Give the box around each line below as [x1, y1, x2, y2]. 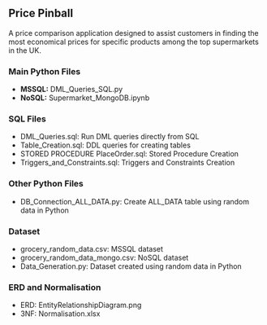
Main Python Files [8, 65, 81, 77]
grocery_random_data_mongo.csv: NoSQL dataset [19, 253, 189, 262]
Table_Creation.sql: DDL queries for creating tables [19, 140, 191, 150]
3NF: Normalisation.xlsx [19, 309, 101, 318]
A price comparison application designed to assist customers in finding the [8, 28, 259, 37]
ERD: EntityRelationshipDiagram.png [19, 301, 142, 310]
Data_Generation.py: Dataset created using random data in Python [19, 261, 242, 271]
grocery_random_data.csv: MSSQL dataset [19, 244, 164, 253]
